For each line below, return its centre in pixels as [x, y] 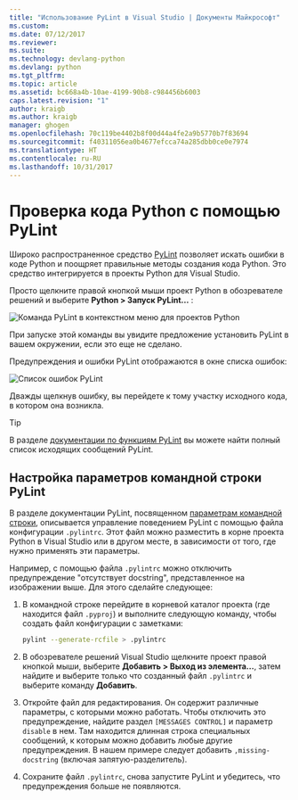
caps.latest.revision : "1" [59, 100]
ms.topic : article [43, 84]
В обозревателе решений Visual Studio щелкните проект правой [144, 657]
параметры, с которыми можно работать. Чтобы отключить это [144, 712]
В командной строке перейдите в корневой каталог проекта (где [146, 605]
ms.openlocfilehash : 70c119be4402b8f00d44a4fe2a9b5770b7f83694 [129, 134]
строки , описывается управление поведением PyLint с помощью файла [146, 523]
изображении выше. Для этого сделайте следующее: [111, 587]
